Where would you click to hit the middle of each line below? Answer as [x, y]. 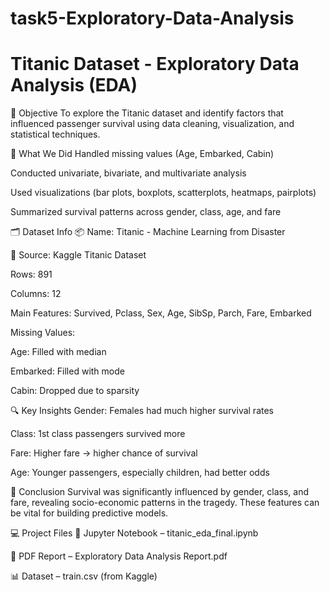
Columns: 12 [36, 294]
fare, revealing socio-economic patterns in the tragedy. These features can [165, 503]
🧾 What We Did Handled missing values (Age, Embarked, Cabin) [142, 154]
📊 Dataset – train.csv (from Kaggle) [84, 576]
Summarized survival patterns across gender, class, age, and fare [146, 212]
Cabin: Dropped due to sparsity [75, 391]
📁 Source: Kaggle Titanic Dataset [78, 255]
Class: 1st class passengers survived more [98, 434]
